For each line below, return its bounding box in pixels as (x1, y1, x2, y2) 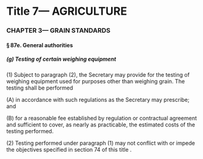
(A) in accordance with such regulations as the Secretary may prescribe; (6, 96, 190, 103)
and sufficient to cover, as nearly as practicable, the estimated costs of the (6, 121, 196, 128)
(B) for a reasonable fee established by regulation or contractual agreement (6, 114, 197, 122)
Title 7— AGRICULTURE (6, 4, 128, 18)
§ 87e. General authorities (6, 41, 74, 48)
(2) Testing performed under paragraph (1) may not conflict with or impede (6, 139, 195, 147)
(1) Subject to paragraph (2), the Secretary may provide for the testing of (6, 71, 190, 78)
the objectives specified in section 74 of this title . (6, 145, 132, 153)
